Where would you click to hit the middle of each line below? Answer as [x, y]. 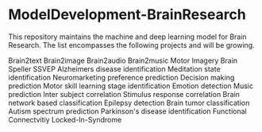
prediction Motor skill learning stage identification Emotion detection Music [131, 86]
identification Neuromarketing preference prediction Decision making [121, 77]
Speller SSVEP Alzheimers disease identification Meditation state [114, 68]
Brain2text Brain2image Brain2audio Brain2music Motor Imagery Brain [123, 60]
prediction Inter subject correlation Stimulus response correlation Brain [124, 94]
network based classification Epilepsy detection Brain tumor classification [129, 103]
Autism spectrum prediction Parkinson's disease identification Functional [128, 111]
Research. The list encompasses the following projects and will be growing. [132, 45]
